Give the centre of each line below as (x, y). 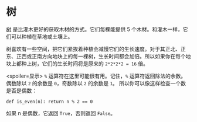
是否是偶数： (21, 90)
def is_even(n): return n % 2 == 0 (50, 102)
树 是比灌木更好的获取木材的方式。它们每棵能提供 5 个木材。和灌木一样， (95, 29)
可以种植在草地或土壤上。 (42, 36)
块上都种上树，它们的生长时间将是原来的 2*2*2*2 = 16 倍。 (77, 63)
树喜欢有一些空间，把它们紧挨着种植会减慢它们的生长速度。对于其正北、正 (96, 49)
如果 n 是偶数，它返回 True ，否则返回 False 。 (61, 113)
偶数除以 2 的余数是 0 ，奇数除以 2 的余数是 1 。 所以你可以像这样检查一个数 (96, 83)
